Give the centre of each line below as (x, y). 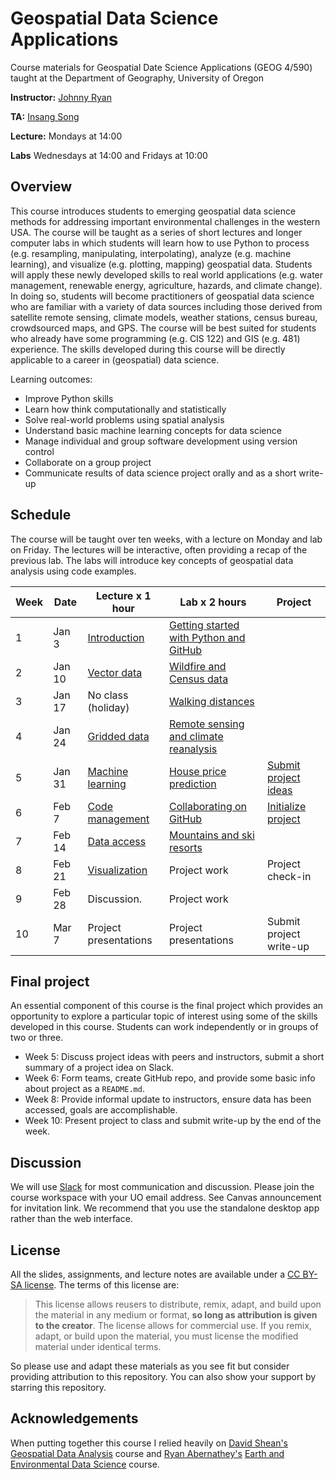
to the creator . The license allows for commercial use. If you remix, (173, 1325)
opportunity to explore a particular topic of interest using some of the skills (164, 1016)
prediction (192, 784)
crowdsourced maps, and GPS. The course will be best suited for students (163, 328)
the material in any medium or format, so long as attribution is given (176, 1315)
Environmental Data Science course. (85, 1464)
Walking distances (211, 701)
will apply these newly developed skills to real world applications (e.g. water (167, 274)
